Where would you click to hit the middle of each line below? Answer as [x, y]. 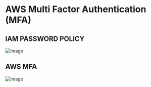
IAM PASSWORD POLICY [45, 39]
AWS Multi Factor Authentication [76, 9]
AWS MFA [21, 67]
